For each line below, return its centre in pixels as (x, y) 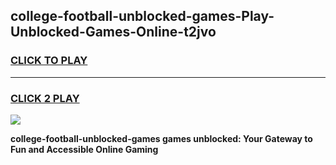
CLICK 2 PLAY (45, 98)
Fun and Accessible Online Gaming (84, 149)
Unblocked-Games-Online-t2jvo (113, 32)
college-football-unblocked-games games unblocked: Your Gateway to (161, 138)
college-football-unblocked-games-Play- (142, 16)
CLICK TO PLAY (49, 61)
